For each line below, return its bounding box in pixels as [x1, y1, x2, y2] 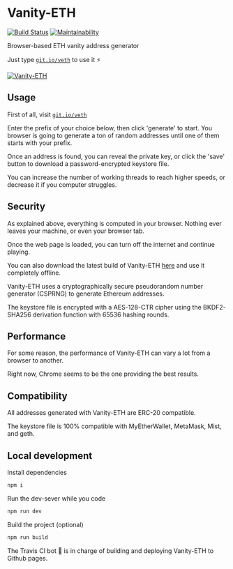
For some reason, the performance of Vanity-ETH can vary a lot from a [7, 349, 211, 357]
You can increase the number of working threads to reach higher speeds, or [7, 173, 225, 181]
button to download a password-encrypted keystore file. [7, 159, 170, 168]
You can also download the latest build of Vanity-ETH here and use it [7, 261, 205, 269]
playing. [7, 248, 30, 256]
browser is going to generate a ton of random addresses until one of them [7, 131, 220, 139]
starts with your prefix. [7, 138, 73, 147]
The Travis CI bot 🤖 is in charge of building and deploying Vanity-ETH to [7, 546, 214, 555]
